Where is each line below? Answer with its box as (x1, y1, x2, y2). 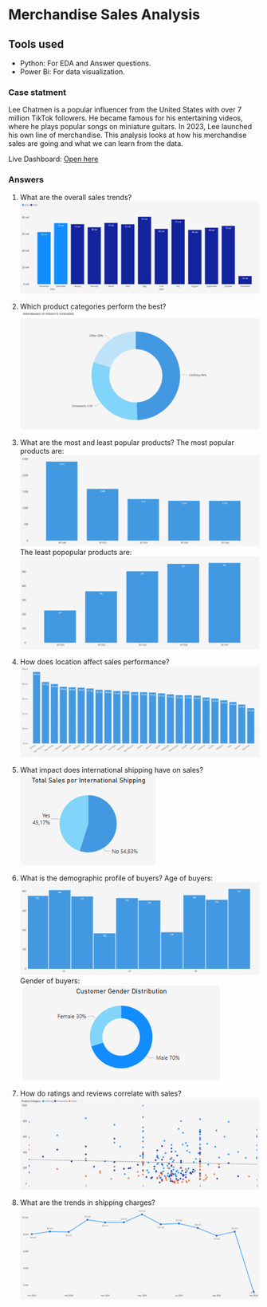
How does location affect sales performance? (19, 656, 170, 667)
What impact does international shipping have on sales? (19, 766, 204, 775)
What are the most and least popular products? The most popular (19, 437, 235, 447)
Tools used (8, 37, 65, 51)
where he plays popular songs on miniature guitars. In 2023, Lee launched (8, 122, 253, 132)
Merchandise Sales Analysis (8, 6, 201, 24)
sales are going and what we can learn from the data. (8, 139, 183, 148)
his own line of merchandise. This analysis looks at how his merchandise (8, 130, 247, 140)
